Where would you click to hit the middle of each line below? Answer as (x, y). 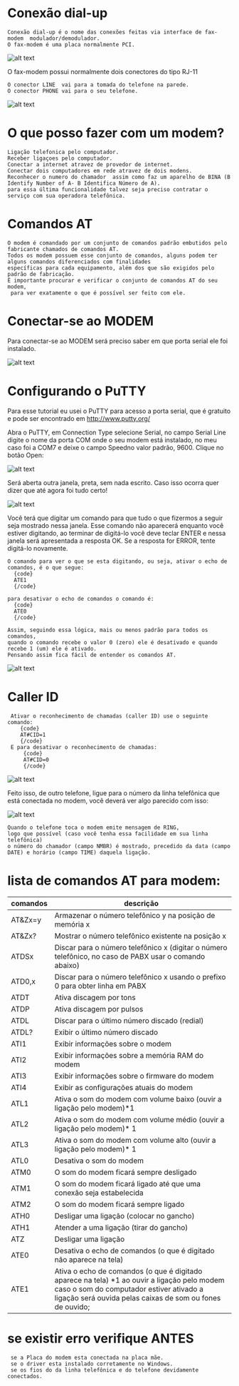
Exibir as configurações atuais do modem (124, 1087)
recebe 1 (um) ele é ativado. (52, 648)
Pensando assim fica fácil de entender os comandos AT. (92, 655)
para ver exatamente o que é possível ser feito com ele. (98, 293)
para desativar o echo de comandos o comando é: (81, 598)
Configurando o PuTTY (77, 391)
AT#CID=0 (36, 760)
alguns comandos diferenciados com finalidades (79, 262)
